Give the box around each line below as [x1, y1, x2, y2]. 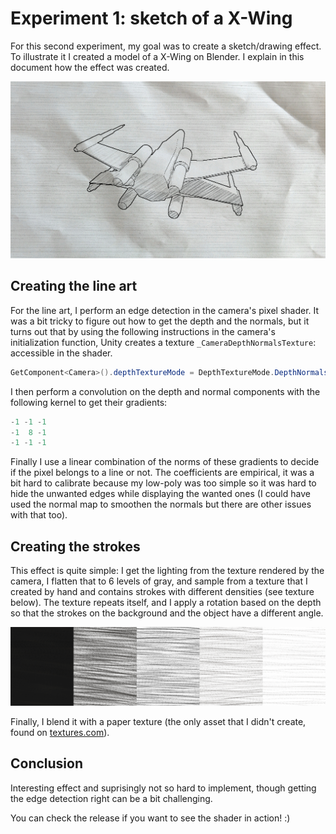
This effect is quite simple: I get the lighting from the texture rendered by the [10, 565, 325, 577]
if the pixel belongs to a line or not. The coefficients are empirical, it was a [10, 467, 315, 479]
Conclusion [10, 755, 84, 772]
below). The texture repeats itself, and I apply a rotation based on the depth [10, 597, 322, 609]
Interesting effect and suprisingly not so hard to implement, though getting [10, 782, 317, 794]
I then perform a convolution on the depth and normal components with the [10, 385, 321, 397]
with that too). [10, 509, 68, 521]
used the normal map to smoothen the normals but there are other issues [10, 498, 312, 511]
